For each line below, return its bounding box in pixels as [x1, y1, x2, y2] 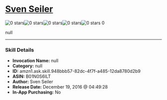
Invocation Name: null [12, 58, 59, 64]
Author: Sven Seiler [12, 79, 54, 85]
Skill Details [5, 46, 34, 53]
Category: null [12, 63, 43, 69]
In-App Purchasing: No [12, 89, 61, 95]
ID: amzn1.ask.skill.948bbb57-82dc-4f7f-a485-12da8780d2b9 [12, 68, 141, 74]
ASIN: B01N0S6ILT [12, 73, 51, 80]
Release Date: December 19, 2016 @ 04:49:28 [12, 84, 108, 90]
